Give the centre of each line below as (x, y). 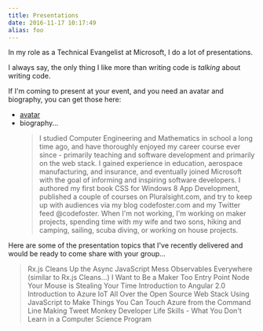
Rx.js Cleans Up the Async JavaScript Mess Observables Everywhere (140, 269)
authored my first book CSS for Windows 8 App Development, (139, 189)
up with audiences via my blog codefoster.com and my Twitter (140, 205)
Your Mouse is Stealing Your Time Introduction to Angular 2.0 (126, 286)
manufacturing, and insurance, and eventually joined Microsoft (140, 172)
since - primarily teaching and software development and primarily (147, 155)
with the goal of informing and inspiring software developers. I (140, 180)
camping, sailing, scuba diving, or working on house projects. (139, 230)
